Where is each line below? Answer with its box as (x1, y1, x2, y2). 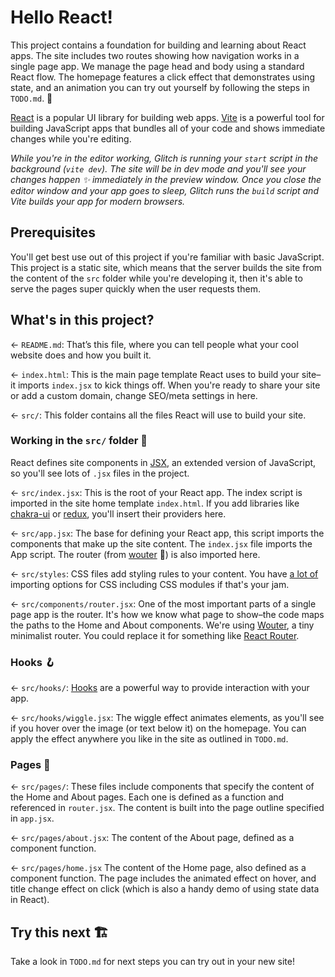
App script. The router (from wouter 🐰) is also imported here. (10, 548, 261, 560)
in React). (10, 894, 50, 906)
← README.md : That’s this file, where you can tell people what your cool (10, 338, 299, 350)
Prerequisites (10, 224, 96, 241)
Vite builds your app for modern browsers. (10, 195, 186, 207)
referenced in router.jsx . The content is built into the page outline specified (10, 802, 325, 814)
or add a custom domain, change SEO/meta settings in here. (10, 389, 258, 401)
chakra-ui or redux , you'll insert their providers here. (10, 507, 227, 520)
